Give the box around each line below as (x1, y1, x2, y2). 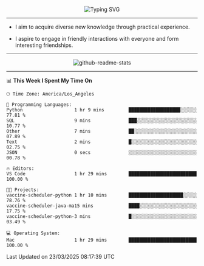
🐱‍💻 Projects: (6, 187, 39, 193)
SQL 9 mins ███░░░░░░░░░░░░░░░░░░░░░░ (6, 117, 197, 124)
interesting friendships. (15, 41, 73, 49)
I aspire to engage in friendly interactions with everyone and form (15, 35, 179, 42)
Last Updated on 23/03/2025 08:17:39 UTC (6, 253, 115, 260)
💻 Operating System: (6, 230, 61, 236)
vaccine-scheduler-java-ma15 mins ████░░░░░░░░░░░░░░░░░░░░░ (6, 203, 197, 209)
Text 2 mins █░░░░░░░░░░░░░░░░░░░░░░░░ (6, 139, 197, 145)
